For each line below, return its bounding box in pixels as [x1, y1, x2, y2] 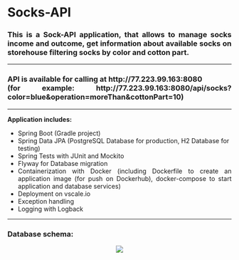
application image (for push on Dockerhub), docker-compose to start [17, 174, 232, 182]
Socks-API [7, 4, 71, 21]
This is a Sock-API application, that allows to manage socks [7, 30, 232, 40]
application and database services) [17, 182, 121, 190]
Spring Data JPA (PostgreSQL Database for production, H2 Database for [17, 136, 230, 145]
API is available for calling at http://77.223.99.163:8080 [7, 74, 203, 84]
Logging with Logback [17, 204, 84, 213]
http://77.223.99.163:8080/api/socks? [95, 83, 232, 93]
